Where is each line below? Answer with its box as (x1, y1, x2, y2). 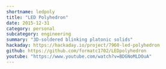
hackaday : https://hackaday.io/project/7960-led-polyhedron (6, 43, 161, 49)
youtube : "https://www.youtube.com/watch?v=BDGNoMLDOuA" (6, 53, 152, 59)
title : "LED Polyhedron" (6, 14, 69, 20)
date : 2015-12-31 (6, 20, 50, 26)
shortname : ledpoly (6, 8, 55, 15)
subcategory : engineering (6, 31, 71, 37)
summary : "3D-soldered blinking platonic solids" (6, 37, 134, 43)
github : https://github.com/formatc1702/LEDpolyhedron (6, 48, 147, 54)
